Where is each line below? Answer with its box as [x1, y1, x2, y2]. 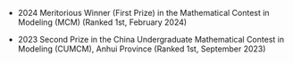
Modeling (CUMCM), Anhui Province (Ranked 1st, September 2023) [17, 43, 266, 54]
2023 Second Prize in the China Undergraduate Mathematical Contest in [17, 35, 284, 44]
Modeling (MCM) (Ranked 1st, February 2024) [17, 17, 188, 28]
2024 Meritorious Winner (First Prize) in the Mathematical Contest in [17, 8, 270, 18]
